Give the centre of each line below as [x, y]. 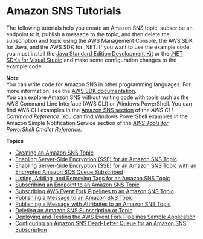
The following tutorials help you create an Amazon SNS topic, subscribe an [99, 28]
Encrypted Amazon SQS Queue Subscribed [69, 172]
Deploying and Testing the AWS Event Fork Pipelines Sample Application [105, 217]
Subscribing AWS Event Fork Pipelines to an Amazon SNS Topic [94, 191]
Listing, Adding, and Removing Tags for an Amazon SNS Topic [92, 178]
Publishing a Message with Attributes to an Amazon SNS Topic [93, 204]
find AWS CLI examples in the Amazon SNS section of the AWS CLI [90, 110]
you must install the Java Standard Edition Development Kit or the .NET [95, 53]
